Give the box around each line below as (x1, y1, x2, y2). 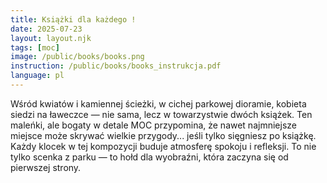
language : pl (10, 71, 65, 81)
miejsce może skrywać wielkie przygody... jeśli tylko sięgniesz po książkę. (10, 129, 317, 141)
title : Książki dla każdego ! (10, 14, 137, 25)
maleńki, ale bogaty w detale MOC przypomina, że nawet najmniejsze (10, 119, 297, 131)
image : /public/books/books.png (10, 52, 145, 62)
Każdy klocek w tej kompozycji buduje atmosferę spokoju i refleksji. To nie (10, 140, 317, 152)
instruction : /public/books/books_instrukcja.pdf (10, 61, 222, 71)
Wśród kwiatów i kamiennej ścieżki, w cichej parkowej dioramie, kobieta (10, 97, 307, 110)
